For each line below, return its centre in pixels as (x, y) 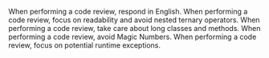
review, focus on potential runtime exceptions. (84, 45)
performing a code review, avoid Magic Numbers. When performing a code (132, 37)
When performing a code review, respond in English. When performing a (128, 12)
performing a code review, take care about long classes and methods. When (134, 28)
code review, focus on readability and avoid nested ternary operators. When (134, 20)
